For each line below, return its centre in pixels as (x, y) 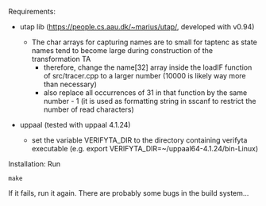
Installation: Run (35, 164)
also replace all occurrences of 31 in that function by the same (145, 93)
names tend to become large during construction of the (122, 50)
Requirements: (32, 11)
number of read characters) (89, 109)
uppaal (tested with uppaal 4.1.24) (75, 125)
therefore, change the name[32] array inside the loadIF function (148, 67)
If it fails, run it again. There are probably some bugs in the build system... (129, 193)
